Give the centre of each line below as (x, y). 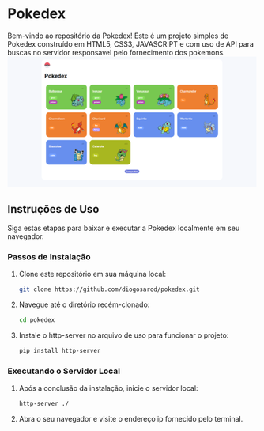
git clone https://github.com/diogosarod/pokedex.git (109, 289)
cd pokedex (37, 320)
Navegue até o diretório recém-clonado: (84, 304)
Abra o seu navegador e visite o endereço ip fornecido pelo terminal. (131, 419)
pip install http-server (60, 351)
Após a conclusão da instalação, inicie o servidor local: (108, 388)
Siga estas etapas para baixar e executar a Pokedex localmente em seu (124, 228)
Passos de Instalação (49, 256)
